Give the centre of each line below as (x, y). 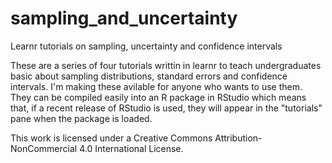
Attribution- (238, 138)
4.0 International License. (131, 148)
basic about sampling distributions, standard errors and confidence (149, 76)
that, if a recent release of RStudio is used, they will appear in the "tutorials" (166, 108)
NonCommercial (44, 148)
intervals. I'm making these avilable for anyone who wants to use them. (156, 86)
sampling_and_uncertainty (124, 18)
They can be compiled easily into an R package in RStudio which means (158, 97)
